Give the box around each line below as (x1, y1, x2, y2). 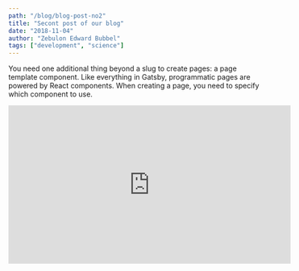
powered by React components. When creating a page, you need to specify (8, 81, 260, 91)
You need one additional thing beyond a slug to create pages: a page (8, 64, 238, 73)
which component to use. (8, 89, 93, 99)
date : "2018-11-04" (8, 27, 74, 35)
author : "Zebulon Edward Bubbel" (8, 34, 121, 43)
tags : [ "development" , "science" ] (8, 42, 125, 50)
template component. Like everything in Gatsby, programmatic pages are (8, 72, 251, 82)
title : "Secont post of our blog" (8, 19, 125, 27)
